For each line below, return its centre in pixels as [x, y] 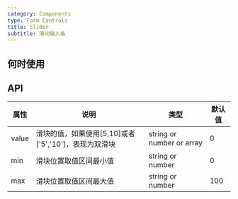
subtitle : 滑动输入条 [36, 34]
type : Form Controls [38, 20]
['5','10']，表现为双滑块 [75, 144]
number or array [176, 143]
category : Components [39, 14]
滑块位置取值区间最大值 [75, 181]
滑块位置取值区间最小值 [75, 161]
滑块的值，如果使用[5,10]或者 [86, 133]
